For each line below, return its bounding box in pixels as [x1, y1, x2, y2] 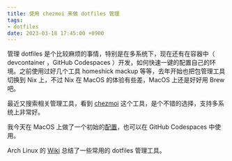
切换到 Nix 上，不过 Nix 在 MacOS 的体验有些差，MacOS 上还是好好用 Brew [7, 76, 225, 84]
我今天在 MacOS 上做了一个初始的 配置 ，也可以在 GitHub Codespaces [7, 123, 208, 131]
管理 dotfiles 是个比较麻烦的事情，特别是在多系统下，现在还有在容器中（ [7, 49, 215, 58]
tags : [7, 17, 23, 24]
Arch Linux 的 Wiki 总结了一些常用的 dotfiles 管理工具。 [7, 146, 166, 155]
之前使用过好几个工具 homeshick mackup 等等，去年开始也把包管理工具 [19, 67, 226, 75]
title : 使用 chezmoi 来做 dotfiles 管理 [7, 10, 120, 17]
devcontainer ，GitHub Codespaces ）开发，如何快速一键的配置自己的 [7, 59, 210, 67]
